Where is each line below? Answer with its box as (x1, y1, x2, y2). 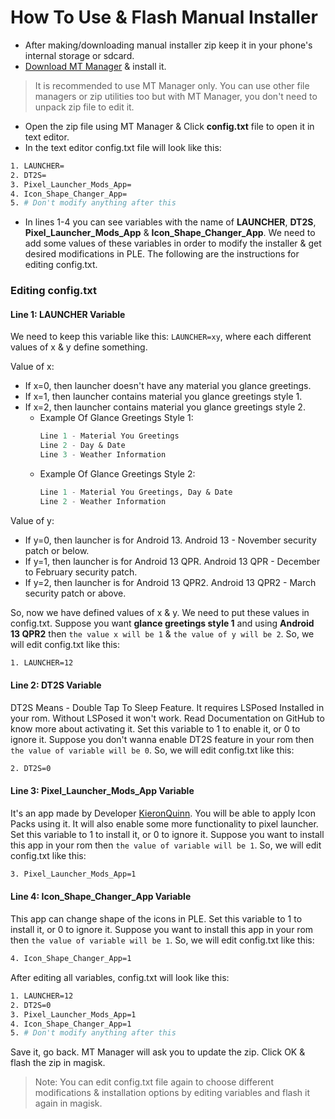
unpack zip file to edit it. (34, 101, 135, 113)
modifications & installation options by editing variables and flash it (34, 1087, 311, 1099)
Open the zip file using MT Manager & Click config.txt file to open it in (24, 120, 315, 132)
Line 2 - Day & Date (39, 441, 126, 451)
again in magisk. (34, 1097, 103, 1110)
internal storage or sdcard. (24, 49, 135, 61)
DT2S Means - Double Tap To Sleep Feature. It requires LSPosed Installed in (10, 701, 325, 713)
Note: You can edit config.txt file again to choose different (34, 1076, 274, 1088)
